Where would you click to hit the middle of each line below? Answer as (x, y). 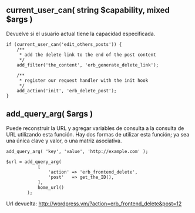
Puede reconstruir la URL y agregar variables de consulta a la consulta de (95, 128)
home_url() (51, 187)
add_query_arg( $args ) (50, 114)
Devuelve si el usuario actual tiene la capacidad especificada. (81, 34)
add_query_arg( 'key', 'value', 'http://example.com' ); (77, 151)
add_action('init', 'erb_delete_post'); (67, 91)
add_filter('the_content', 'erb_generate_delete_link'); (88, 65)
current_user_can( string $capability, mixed (88, 10)
